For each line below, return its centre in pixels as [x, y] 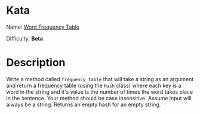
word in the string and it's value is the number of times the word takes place [99, 92]
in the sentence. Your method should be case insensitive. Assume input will [99, 98]
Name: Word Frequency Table [43, 27]
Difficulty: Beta [25, 38]
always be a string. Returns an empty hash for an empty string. [84, 104]
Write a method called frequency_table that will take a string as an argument [100, 79]
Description [36, 63]
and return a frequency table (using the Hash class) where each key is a [94, 85]
